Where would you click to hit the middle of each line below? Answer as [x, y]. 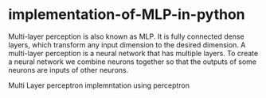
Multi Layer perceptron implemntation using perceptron [99, 85]
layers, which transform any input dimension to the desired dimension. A [127, 44]
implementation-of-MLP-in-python [127, 15]
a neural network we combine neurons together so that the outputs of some [133, 62]
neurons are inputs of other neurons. [68, 70]
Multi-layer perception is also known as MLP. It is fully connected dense [126, 36]
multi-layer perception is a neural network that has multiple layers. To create [133, 53]
